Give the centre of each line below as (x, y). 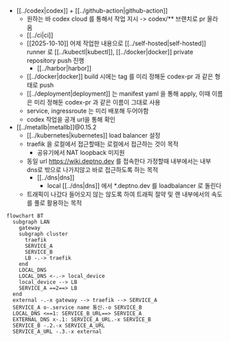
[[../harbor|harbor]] (64, 68)
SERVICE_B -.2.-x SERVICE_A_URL (59, 325)
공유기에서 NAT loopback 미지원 (81, 152)
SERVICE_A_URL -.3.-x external (57, 332)
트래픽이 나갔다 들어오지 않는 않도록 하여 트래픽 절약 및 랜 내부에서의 (118, 194)
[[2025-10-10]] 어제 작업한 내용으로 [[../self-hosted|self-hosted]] (116, 43)
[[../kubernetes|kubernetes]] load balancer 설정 (93, 135)
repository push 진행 (55, 61)
